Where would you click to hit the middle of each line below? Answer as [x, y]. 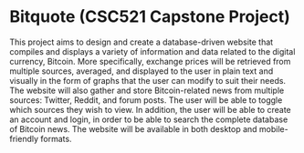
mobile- [274, 128]
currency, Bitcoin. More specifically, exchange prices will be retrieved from [150, 61]
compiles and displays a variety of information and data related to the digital [152, 51]
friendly [24, 138]
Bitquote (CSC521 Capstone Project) [150, 17]
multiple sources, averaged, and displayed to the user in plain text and [142, 71]
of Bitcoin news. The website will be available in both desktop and [133, 128]
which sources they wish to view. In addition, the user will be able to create [150, 109]
